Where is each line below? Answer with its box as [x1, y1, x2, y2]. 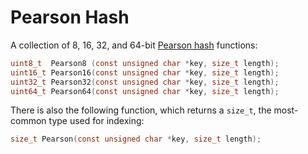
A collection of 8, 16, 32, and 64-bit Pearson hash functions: [10, 39, 258, 51]
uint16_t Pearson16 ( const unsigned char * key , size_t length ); [10, 67, 280, 78]
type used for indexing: [48, 115, 145, 127]
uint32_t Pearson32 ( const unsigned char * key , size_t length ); [10, 77, 280, 87]
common [10, 115, 47, 127]
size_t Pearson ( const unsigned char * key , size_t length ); [10, 134, 262, 145]
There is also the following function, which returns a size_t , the [10, 104, 272, 116]
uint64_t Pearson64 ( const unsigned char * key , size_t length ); [10, 86, 280, 96]
